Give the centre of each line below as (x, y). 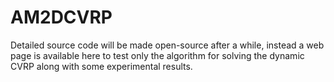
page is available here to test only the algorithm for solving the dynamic (157, 55)
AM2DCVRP (61, 17)
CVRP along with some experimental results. (101, 66)
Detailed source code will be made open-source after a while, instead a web (167, 45)
